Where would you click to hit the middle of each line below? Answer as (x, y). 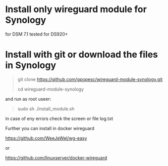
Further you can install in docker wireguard (50, 128)
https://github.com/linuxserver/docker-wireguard (56, 157)
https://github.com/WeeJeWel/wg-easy (46, 138)
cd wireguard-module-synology (51, 89)
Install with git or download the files (81, 55)
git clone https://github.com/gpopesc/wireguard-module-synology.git (90, 79)
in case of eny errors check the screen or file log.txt (59, 118)
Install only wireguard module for (76, 9)
